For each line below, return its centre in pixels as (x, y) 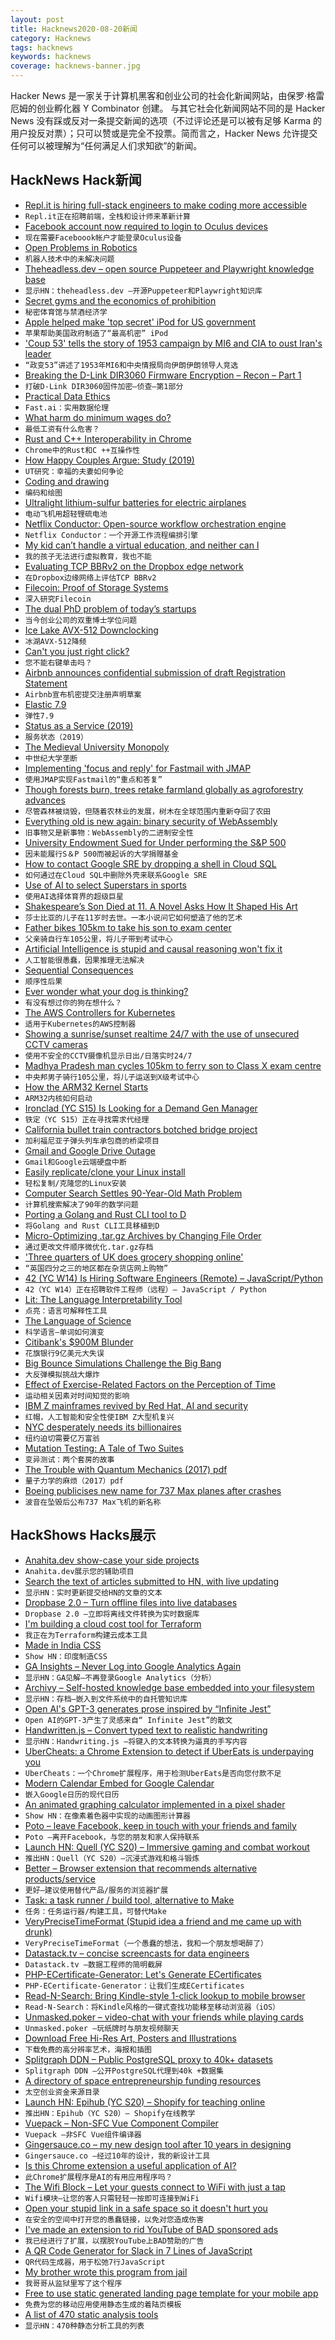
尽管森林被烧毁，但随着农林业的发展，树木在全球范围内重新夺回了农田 (148, 811)
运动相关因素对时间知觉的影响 (77, 1396)
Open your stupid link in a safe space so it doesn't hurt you (146, 2208)
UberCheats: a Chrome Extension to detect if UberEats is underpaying (169, 1751)
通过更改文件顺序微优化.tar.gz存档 (89, 1247)
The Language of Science (78, 1320)
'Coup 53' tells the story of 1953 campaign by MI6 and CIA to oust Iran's (173, 343)
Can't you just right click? (77, 651)
